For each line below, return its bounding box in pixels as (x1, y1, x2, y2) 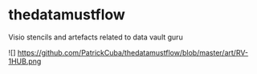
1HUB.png (8, 56, 42, 66)
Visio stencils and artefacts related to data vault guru (8, 32, 183, 42)
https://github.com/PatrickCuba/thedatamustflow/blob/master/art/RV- (17, 47, 249, 57)
